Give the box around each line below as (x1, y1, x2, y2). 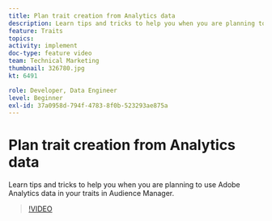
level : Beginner (8, 94, 63, 102)
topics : (8, 34, 35, 43)
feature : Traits (8, 27, 63, 35)
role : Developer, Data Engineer (8, 86, 117, 94)
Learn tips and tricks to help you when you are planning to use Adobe (8, 180, 240, 190)
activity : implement (8, 42, 79, 50)
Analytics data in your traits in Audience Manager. (8, 189, 175, 198)
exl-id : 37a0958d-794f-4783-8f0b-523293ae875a (8, 102, 168, 110)
